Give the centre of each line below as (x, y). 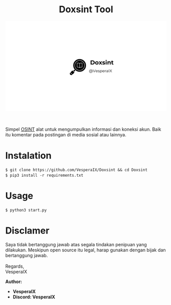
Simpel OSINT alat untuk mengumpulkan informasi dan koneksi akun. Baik (83, 129)
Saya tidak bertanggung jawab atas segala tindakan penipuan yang (76, 245)
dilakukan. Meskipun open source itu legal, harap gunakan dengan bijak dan (86, 250)
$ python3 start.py (26, 210)
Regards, (15, 266)
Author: (14, 281)
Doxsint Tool (86, 9)
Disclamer (27, 230)
